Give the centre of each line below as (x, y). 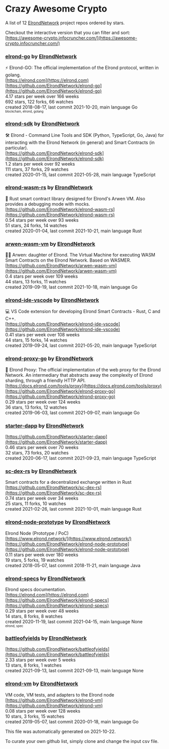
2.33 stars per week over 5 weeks (40, 660)
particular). (17, 147)
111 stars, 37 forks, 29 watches (37, 169)
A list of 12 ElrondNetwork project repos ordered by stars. (65, 23)
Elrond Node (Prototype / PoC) (37, 533)
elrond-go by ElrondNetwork (41, 56)
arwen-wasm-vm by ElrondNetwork (50, 244)
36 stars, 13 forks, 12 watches (36, 407)
